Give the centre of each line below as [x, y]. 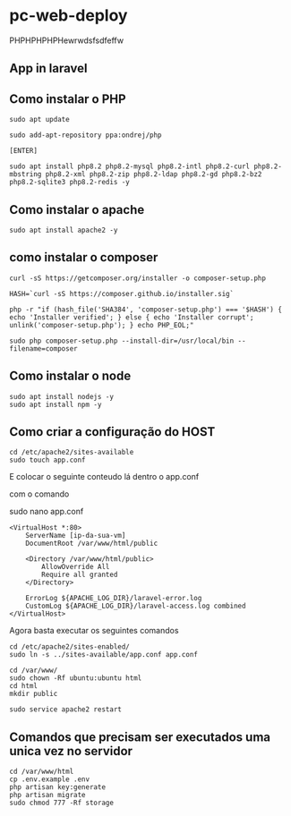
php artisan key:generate [57, 787]
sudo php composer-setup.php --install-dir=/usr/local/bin [122, 341]
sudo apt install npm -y [56, 404]
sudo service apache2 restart [66, 710]
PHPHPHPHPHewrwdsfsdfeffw [66, 40]
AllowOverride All [76, 567]
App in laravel [48, 68]
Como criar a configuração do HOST [112, 432]
